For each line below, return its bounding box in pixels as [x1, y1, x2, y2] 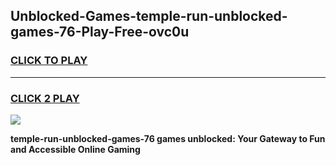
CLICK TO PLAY [10, 54, 88, 68]
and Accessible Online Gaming [10, 143, 141, 155]
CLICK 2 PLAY [10, 91, 80, 105]
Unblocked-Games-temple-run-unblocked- [10, 8, 288, 25]
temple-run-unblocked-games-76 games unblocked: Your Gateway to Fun [10, 132, 326, 144]
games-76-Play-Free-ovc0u [10, 24, 190, 41]
